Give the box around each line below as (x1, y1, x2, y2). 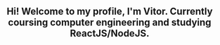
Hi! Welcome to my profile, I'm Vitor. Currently (6, 6, 213, 18)
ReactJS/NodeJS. (70, 27, 150, 39)
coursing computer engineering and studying (8, 17, 212, 29)
